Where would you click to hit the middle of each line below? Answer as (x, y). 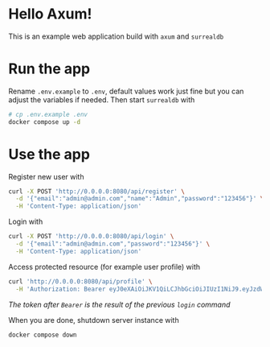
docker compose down (43, 335)
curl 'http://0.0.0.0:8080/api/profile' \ (80, 281)
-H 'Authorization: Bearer (61, 289)
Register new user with (46, 176)
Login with (26, 221)
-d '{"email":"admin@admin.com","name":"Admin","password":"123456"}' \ (140, 199)
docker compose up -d (45, 122)
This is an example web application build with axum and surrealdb (116, 36)
